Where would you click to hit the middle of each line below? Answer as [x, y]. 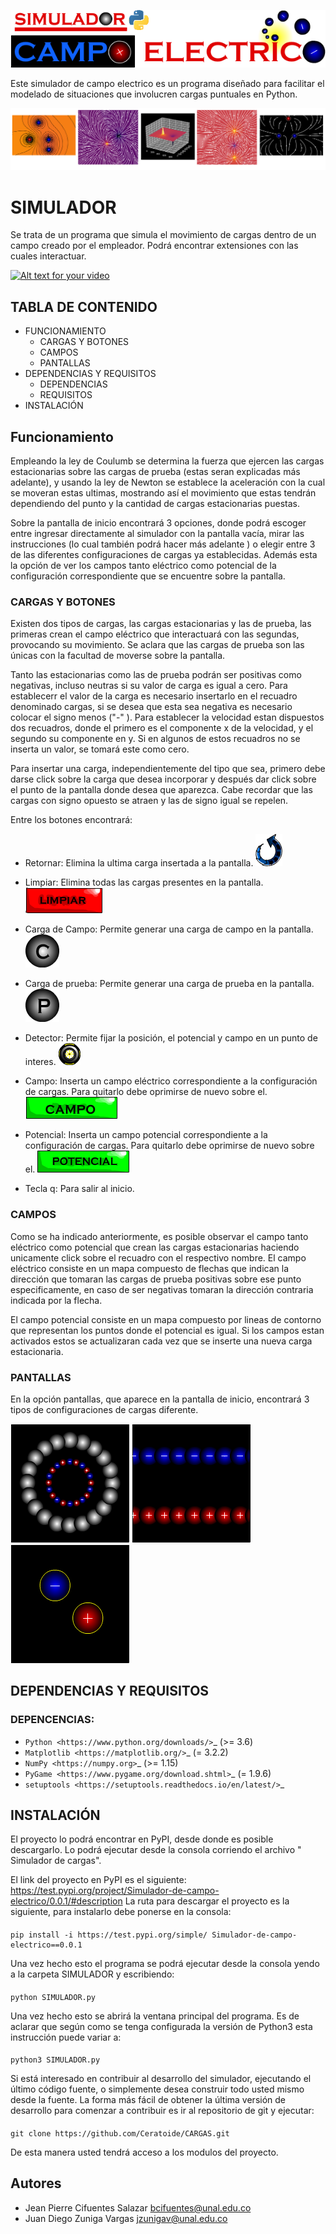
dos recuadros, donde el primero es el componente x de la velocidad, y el [162, 728]
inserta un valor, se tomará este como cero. [100, 749]
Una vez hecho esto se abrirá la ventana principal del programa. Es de [155, 2016]
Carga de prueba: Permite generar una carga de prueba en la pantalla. [169, 984]
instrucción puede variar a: [66, 2037]
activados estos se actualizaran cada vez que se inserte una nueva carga [161, 1341]
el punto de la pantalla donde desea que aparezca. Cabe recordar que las [161, 790]
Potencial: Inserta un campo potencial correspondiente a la [146, 1135]
